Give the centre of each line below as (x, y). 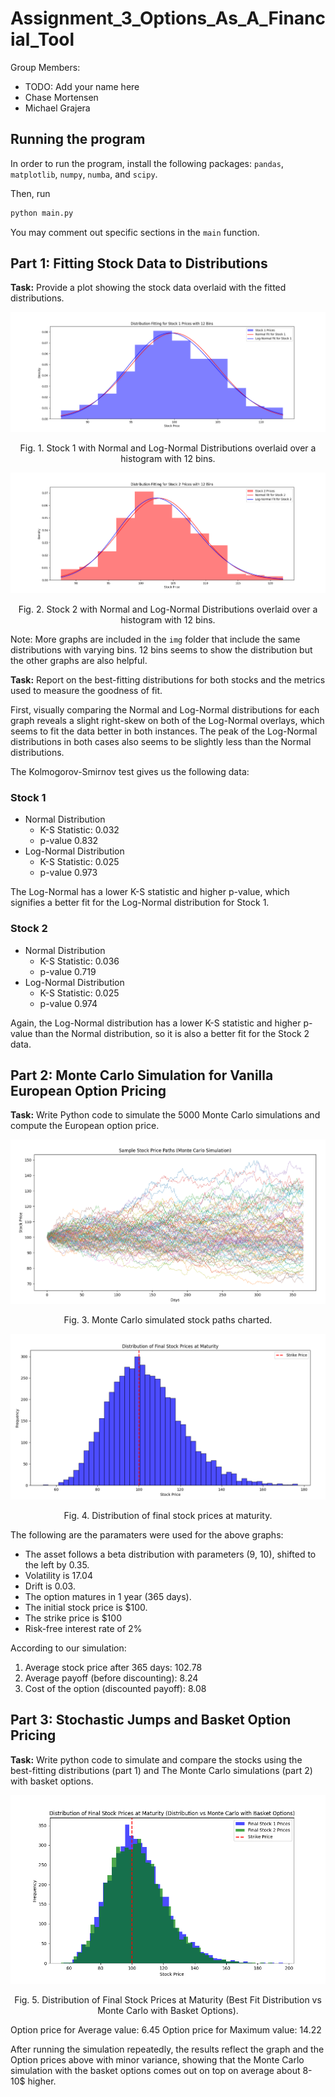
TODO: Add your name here (82, 86)
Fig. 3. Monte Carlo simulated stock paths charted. (168, 1320)
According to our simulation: (68, 1648)
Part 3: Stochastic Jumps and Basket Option (151, 1720)
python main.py (42, 213)
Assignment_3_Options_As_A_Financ (168, 18)
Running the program (78, 139)
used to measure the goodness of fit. (86, 691)
